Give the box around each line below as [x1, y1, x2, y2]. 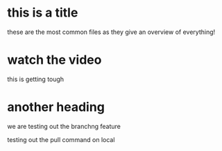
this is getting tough [7, 75, 65, 83]
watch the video [7, 52, 102, 68]
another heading [7, 99, 105, 115]
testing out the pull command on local [7, 135, 115, 143]
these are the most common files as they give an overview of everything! [7, 28, 216, 36]
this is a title [7, 5, 78, 21]
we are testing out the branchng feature [7, 122, 121, 130]
